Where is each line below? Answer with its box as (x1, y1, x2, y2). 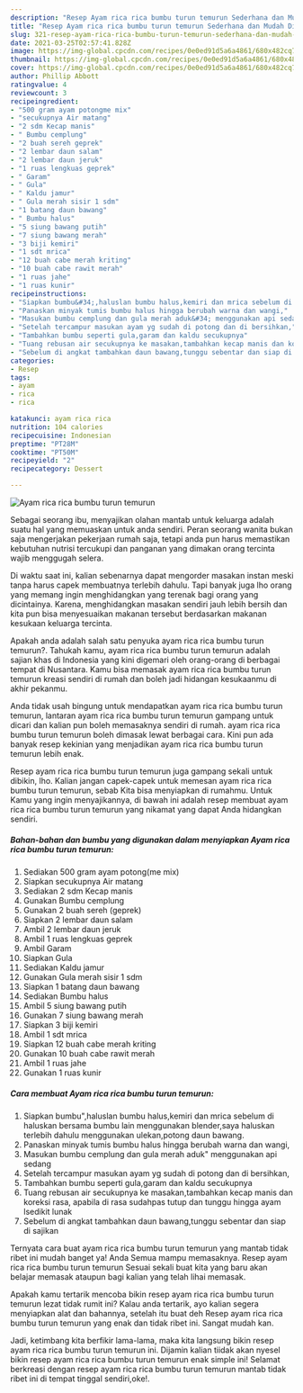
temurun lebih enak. (10, 749, 85, 759)
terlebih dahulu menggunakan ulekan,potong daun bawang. (22, 1129, 245, 1140)
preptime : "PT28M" (10, 439, 79, 448)
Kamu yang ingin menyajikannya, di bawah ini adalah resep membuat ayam (10, 795, 289, 805)
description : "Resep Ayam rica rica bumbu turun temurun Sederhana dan (10, 13, 284, 22)
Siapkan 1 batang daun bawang (22, 981, 140, 992)
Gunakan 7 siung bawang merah (22, 1010, 144, 1020)
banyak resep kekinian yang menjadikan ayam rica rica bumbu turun (10, 739, 263, 750)
